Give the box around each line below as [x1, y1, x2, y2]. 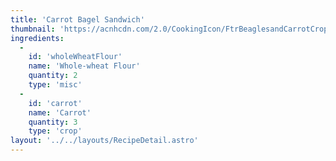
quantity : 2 [28, 71, 78, 81]
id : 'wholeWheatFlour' [28, 52, 123, 62]
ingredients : [10, 33, 65, 43]
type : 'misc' [28, 80, 83, 90]
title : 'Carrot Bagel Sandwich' [10, 14, 145, 25]
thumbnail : [10, 24, 56, 34]
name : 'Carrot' [28, 107, 92, 118]
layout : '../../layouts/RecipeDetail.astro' [10, 136, 199, 146]
